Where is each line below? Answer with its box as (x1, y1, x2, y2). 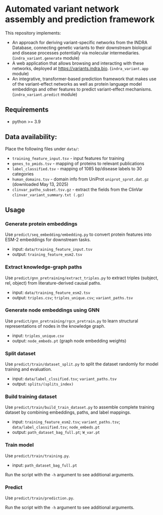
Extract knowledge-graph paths (5, 264, 82, 270)
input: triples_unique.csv (12, 333, 64, 338)
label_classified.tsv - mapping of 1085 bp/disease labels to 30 (12, 165, 142, 172)
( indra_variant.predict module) (12, 91, 78, 97)
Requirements (5, 106, 49, 114)
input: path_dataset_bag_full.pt (12, 462, 77, 468)
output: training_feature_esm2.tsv (12, 251, 83, 257)
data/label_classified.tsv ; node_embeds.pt (12, 424, 100, 430)
